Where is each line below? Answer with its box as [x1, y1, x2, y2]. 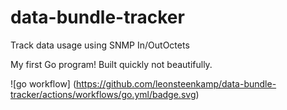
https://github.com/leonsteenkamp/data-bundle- [76, 77, 277, 90]
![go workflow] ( [10, 77, 77, 90]
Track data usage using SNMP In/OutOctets [10, 39, 190, 51]
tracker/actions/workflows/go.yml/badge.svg [10, 88, 197, 100]
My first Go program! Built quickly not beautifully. [10, 58, 213, 70]
